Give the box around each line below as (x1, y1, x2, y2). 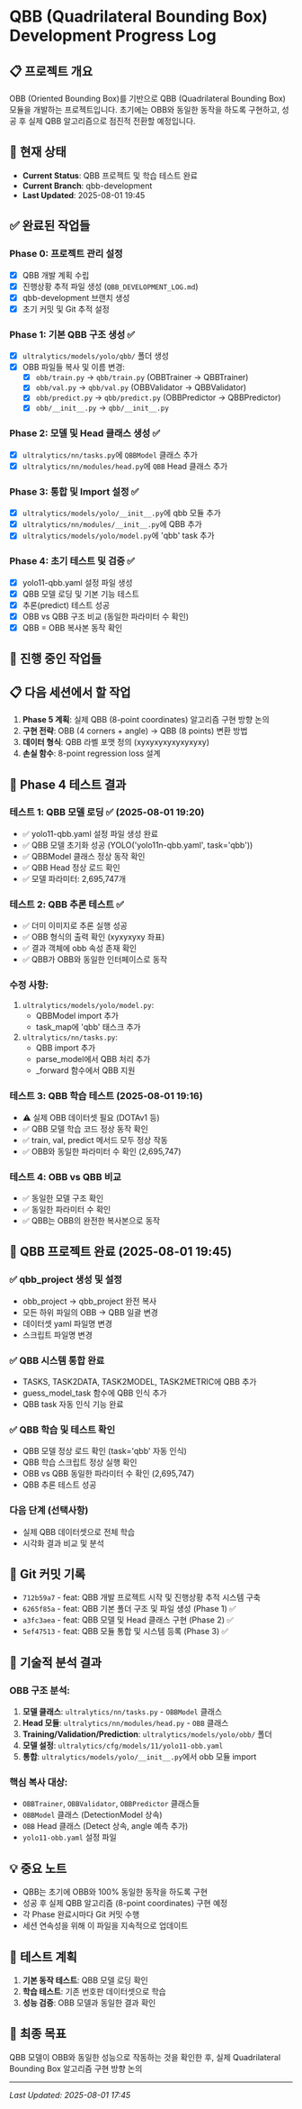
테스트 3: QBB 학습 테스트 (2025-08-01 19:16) (9, 1090, 204, 1103)
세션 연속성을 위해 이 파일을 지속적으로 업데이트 (22, 1921, 189, 1932)
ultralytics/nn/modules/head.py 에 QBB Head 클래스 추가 (22, 460, 228, 471)
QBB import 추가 (35, 1042, 96, 1053)
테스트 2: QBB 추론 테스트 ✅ (9, 898, 124, 911)
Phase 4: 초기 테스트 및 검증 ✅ (9, 555, 136, 568)
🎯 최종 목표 (9, 2026, 67, 2041)
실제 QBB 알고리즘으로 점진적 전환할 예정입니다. (28, 115, 196, 126)
